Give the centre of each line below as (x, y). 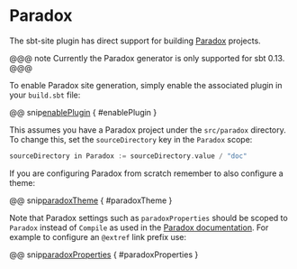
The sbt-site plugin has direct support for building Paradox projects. (135, 41)
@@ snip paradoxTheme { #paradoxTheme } (91, 200)
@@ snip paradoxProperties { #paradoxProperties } (104, 255)
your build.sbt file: (45, 95)
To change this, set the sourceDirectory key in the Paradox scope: (131, 139)
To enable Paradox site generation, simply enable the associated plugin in (146, 85)
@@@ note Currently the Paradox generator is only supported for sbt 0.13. (147, 58)
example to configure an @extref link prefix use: (98, 237)
